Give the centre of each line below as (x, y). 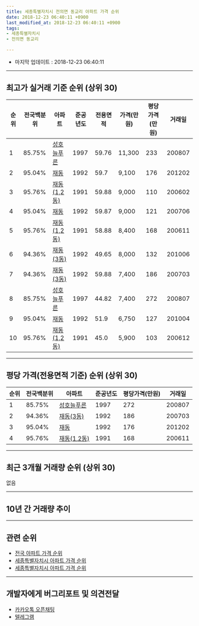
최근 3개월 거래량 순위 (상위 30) (61, 468)
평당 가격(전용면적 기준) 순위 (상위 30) (72, 376)
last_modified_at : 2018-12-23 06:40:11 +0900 (63, 23)
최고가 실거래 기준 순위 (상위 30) (62, 88)
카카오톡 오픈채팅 (35, 609)
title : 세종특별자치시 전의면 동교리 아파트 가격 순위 (63, 12)
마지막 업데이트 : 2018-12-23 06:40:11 (60, 62)
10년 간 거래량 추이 (38, 509)
